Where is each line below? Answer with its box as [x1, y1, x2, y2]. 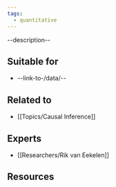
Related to [7, 94, 52, 106]
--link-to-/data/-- [17, 74, 67, 82]
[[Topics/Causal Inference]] [17, 112, 96, 121]
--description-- [7, 35, 50, 44]
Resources [7, 171, 55, 183]
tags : [7, 10, 23, 17]
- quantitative [13, 17, 57, 24]
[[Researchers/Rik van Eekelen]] [17, 150, 109, 159]
